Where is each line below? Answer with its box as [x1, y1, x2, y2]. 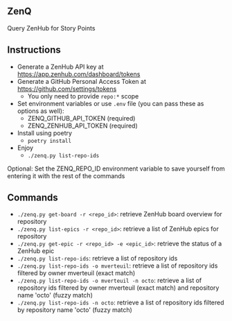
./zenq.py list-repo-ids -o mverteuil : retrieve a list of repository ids [17, 261, 218, 270]
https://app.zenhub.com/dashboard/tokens [17, 69, 141, 78]
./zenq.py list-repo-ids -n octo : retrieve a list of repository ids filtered [17, 298, 224, 307]
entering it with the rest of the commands [7, 171, 125, 180]
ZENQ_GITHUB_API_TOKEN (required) [27, 114, 136, 122]
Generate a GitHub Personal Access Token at [17, 77, 147, 85]
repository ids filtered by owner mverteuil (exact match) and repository [17, 284, 220, 292]
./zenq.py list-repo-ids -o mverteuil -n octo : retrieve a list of [17, 277, 202, 285]
